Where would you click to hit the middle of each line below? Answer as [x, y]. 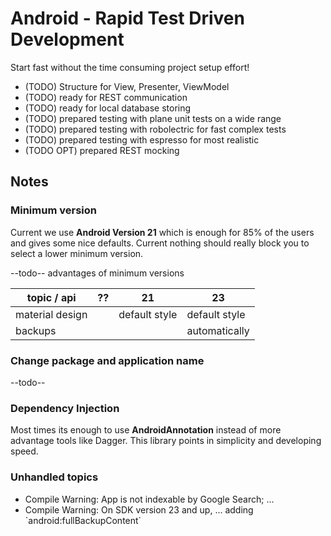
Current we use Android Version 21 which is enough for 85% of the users [162, 232]
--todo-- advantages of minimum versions [97, 273]
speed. [24, 451]
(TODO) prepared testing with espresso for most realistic [142, 139]
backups [36, 330]
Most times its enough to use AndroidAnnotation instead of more [146, 430]
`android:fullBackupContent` [83, 520]
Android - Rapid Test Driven [127, 18]
